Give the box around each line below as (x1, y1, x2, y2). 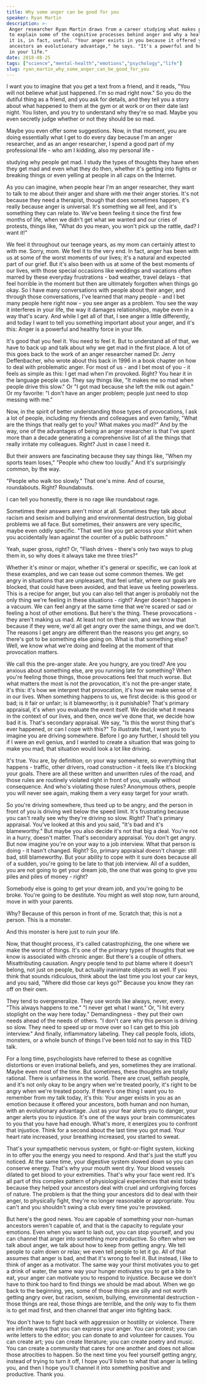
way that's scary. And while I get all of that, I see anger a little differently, (6, 313, 190, 320)
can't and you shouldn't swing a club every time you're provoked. (6, 1204, 172, 1211)
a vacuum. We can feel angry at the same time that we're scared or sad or (6, 603, 194, 610)
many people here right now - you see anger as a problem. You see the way (6, 300, 198, 307)
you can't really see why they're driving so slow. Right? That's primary (6, 815, 184, 822)
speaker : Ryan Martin (6, 15, 62, 21)
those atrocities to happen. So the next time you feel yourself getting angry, (6, 1351, 197, 1358)
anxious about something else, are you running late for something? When (6, 667, 191, 674)
